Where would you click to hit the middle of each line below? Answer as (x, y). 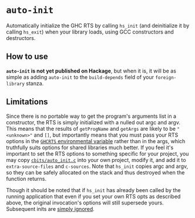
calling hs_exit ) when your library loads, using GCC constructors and (90, 32)
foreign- (166, 77)
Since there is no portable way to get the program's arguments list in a (91, 116)
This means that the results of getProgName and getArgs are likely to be (91, 128)
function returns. (26, 179)
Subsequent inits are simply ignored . (51, 209)
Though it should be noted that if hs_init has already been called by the (93, 190)
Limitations (27, 102)
